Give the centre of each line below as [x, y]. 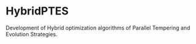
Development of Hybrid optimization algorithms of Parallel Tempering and [98, 28]
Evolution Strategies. [32, 34]
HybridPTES [37, 11]
